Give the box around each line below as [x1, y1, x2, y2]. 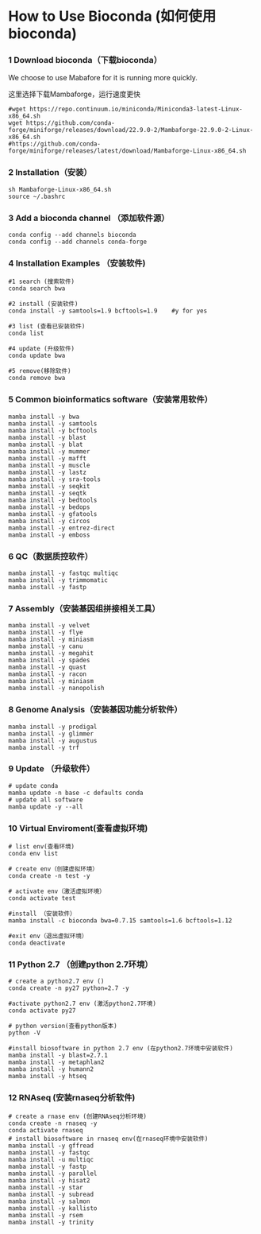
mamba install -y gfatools [8, 510, 98, 518]
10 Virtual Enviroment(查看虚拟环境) [8, 822, 148, 833]
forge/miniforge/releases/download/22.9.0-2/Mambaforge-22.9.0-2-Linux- [8, 126, 254, 134]
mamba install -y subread [8, 1190, 94, 1198]
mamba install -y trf [8, 743, 80, 751]
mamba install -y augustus [8, 736, 98, 744]
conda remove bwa [8, 374, 66, 382]
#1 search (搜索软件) [8, 277, 75, 286]
